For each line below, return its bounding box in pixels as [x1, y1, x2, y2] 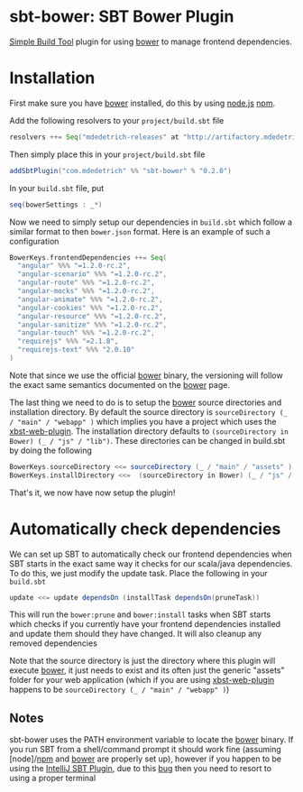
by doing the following [9, 445, 93, 456]
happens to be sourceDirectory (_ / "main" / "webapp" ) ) [9, 684, 230, 695]
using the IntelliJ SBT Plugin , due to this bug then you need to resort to [9, 763, 272, 774]
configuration [9, 235, 60, 246]
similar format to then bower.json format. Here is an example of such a [9, 226, 271, 236]
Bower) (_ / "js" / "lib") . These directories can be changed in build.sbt [9, 435, 286, 446]
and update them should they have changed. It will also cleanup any [9, 629, 262, 640]
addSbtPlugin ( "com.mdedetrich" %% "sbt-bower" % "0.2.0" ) [9, 166, 232, 175]
